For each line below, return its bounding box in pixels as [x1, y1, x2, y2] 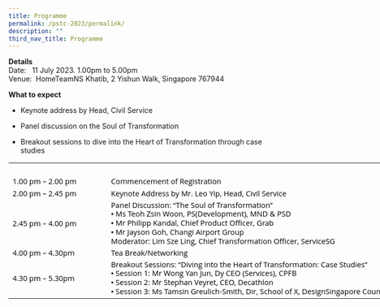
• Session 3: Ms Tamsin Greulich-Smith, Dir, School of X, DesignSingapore [110, 286, 361, 297]
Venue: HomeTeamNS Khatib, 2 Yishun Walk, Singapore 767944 [8, 74, 225, 84]
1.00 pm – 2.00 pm [12, 175, 77, 187]
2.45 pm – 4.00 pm [12, 217, 77, 228]
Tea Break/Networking [110, 247, 188, 258]
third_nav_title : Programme [8, 34, 104, 43]
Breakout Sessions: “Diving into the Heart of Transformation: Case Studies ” [110, 259, 368, 270]
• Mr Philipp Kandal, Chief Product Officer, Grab [110, 217, 274, 228]
